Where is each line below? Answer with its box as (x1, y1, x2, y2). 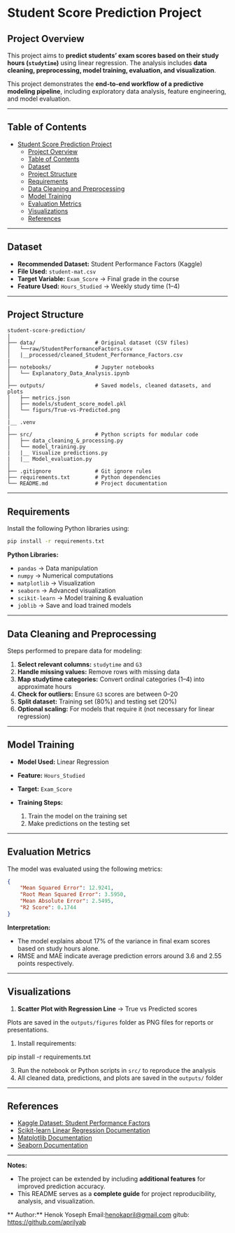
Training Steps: (17, 798, 64, 806)
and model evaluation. (7, 94, 71, 103)
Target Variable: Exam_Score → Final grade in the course (17, 274, 180, 283)
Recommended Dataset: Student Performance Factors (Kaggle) (17, 259, 203, 268)
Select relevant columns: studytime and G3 (17, 660, 142, 669)
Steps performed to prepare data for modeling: (7, 646, 142, 655)
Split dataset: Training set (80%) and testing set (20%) (17, 697, 177, 706)
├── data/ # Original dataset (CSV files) (7, 339, 190, 347)
